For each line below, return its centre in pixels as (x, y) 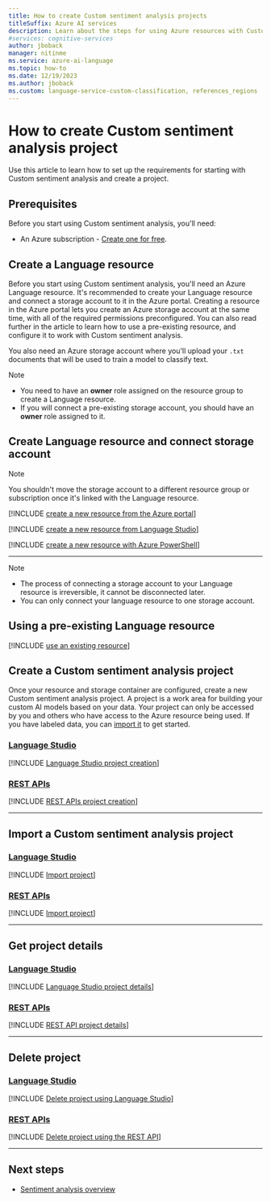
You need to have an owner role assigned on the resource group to (131, 390)
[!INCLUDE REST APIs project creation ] (73, 801)
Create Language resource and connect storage (131, 441)
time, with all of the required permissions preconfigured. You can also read (132, 318)
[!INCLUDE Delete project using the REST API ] (85, 1137)
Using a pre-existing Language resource (112, 626)
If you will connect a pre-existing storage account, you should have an (137, 407)
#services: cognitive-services (61, 38)
